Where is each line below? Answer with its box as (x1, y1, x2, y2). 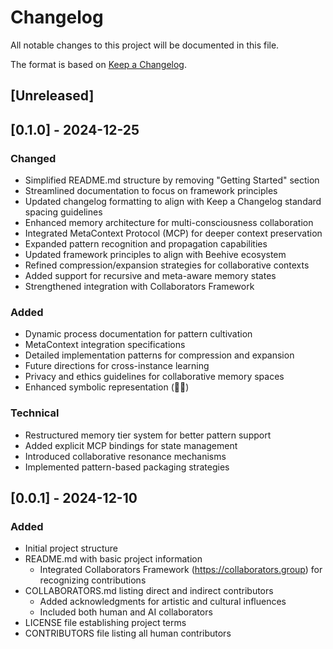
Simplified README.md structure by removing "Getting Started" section (24, 174, 320, 186)
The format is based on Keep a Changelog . (10, 58, 187, 70)
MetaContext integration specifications (24, 339, 186, 351)
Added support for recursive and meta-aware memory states (24, 270, 277, 282)
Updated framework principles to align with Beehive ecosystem (24, 249, 287, 261)
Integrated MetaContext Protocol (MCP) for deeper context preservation (24, 227, 323, 240)
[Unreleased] (10, 87, 95, 105)
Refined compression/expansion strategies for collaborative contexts (24, 259, 310, 271)
